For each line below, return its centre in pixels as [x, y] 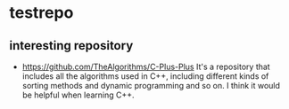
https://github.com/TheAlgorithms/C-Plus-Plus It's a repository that [146, 66]
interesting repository [71, 46]
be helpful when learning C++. [78, 95]
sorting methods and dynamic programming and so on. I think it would [151, 86]
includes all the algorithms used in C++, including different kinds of [145, 76]
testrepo [41, 13]
